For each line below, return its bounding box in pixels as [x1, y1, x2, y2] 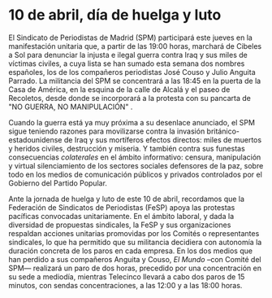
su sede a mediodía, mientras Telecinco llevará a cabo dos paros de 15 [8, 271, 245, 282]
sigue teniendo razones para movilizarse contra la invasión [8, 126, 205, 136]
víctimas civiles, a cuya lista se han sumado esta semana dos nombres [8, 59, 245, 68]
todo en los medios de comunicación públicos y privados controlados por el [8, 169, 262, 179]
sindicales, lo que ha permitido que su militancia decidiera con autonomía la [8, 237, 262, 247]
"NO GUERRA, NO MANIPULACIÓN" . [8, 102, 133, 112]
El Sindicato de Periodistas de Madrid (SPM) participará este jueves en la [8, 33, 253, 42]
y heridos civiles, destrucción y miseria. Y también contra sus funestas [8, 143, 245, 153]
